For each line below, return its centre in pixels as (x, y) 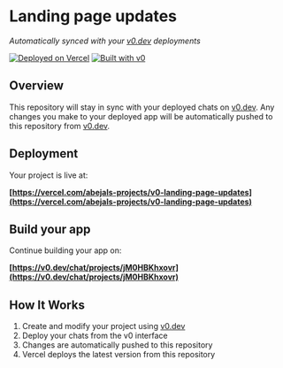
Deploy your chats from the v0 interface (95, 336)
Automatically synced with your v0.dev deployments (105, 41)
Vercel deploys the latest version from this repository (119, 355)
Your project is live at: (49, 175)
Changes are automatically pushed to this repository (117, 345)
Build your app (50, 229)
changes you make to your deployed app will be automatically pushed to (141, 116)
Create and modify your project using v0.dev (103, 326)
